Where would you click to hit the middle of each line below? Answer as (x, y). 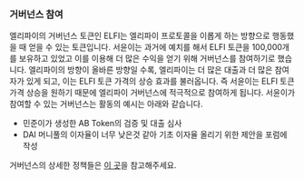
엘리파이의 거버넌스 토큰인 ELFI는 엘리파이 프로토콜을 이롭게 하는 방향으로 (140, 36)
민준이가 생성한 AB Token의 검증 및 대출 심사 (102, 124)
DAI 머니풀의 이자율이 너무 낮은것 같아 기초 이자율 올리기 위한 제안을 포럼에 (155, 134)
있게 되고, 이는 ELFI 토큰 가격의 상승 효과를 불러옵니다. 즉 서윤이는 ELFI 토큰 (160, 81)
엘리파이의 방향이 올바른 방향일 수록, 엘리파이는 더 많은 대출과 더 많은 (151, 70)
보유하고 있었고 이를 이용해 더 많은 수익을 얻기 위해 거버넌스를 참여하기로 (147, 59)
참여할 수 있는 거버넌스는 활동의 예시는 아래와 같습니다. (106, 104)
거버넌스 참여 (36, 14)
